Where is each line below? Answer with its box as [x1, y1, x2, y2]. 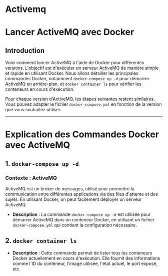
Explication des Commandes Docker [5, 129, 159, 140]
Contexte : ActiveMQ [5, 174, 57, 181]
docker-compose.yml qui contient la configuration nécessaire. [12, 222, 137, 228]
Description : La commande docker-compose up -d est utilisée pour [12, 211, 151, 217]
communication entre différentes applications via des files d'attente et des [5, 191, 158, 197]
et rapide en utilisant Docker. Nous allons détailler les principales [5, 70, 138, 76]
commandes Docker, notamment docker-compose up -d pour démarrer [5, 76, 149, 82]
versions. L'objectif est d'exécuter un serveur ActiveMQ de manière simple [5, 65, 159, 71]
